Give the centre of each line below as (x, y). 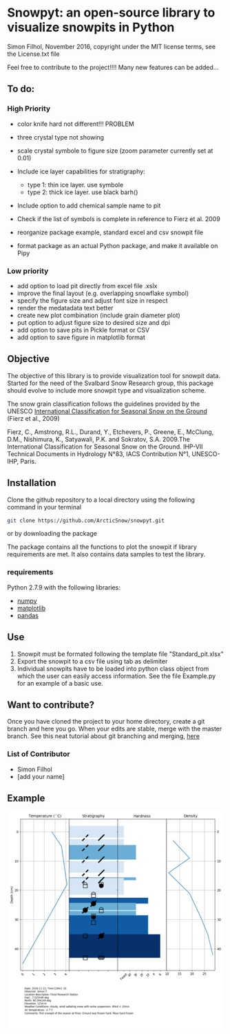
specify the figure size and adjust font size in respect (92, 300)
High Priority (29, 109)
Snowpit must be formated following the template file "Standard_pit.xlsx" (120, 654)
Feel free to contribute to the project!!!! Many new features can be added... (113, 67)
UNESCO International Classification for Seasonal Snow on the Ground (107, 411)
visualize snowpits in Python (91, 27)
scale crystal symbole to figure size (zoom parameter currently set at (115, 151)
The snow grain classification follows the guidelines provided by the (104, 404)
